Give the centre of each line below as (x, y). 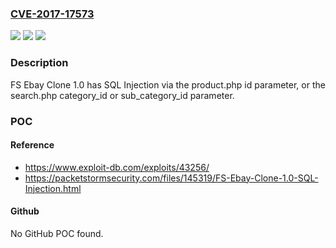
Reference (32, 145)
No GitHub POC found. (57, 233)
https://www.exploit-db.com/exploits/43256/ (117, 167)
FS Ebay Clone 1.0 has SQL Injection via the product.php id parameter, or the (168, 84)
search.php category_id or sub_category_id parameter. (122, 95)
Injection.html (53, 188)
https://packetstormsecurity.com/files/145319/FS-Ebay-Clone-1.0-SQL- (171, 178)
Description (39, 63)
